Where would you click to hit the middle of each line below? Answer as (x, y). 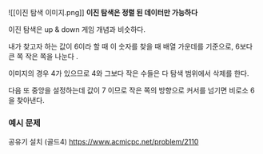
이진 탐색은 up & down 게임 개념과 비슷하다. (77, 30)
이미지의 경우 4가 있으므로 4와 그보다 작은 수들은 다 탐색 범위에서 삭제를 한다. (129, 73)
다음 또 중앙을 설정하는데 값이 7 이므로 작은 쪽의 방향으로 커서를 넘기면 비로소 (129, 90)
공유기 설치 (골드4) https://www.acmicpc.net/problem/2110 (104, 142)
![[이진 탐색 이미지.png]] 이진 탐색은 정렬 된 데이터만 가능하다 (103, 12)
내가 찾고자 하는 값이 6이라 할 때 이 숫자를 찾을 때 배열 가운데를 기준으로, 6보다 (131, 46)
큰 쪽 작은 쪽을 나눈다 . (43, 56)
